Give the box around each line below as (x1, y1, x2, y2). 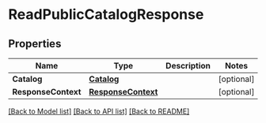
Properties (8, 37, 62, 50)
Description (165, 61, 211, 71)
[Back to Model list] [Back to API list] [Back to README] (8, 106, 190, 116)
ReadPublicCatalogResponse (8, 6, 204, 24)
